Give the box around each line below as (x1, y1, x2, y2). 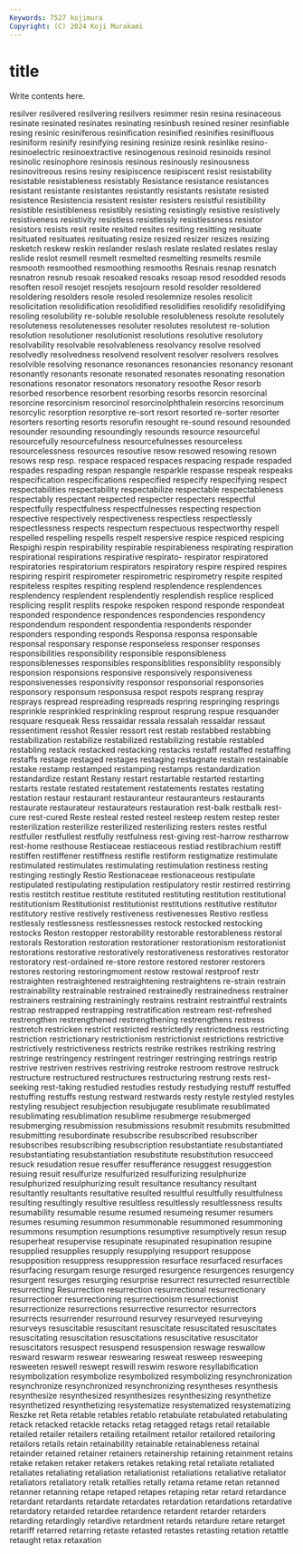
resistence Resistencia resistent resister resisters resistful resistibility (9, 195, 267, 206)
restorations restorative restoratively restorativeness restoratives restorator (9, 947, 289, 958)
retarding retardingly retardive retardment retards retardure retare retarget (9, 1516, 286, 1527)
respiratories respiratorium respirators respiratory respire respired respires (9, 562, 288, 572)
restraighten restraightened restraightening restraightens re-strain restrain (9, 976, 287, 987)
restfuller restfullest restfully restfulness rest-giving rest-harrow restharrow (9, 831, 289, 842)
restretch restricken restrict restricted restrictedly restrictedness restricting (9, 1024, 289, 1035)
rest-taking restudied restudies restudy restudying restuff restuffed (40, 1081, 291, 1093)
